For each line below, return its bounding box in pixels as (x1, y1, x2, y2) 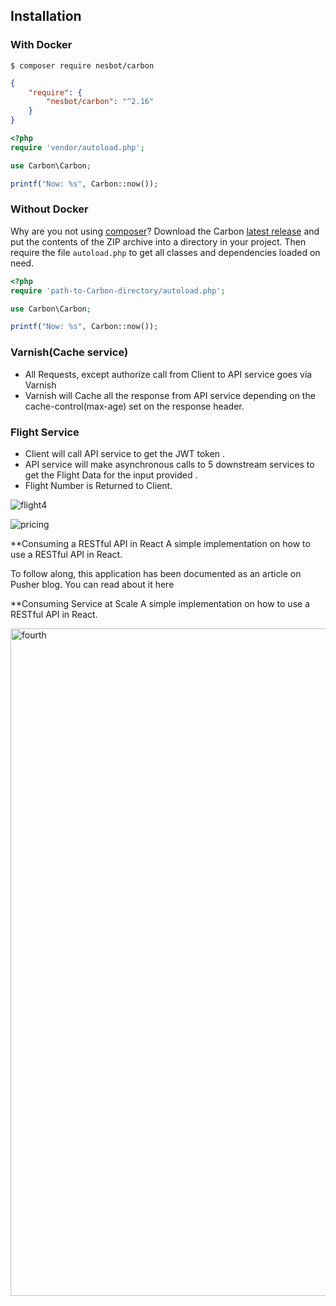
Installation (10, 8, 82, 25)
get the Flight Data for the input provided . (24, 469, 198, 481)
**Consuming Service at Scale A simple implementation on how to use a (10, 597, 310, 609)
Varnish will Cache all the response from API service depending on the (24, 389, 316, 401)
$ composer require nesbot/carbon (10, 60, 155, 71)
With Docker (10, 38, 73, 52)
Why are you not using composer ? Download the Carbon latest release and (10, 225, 320, 237)
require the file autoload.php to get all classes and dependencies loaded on (10, 246, 321, 258)
